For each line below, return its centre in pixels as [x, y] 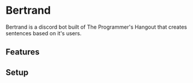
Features [23, 52]
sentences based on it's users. [44, 33]
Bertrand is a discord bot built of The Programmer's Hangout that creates [96, 27]
